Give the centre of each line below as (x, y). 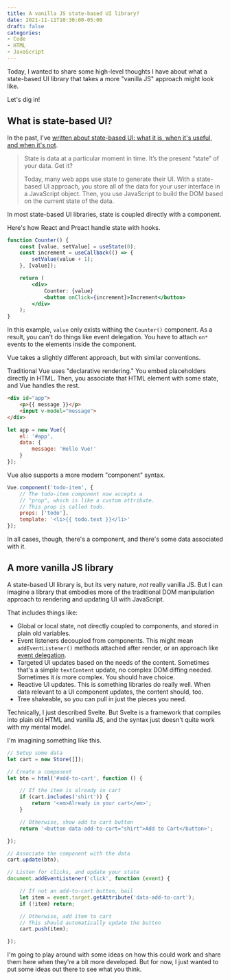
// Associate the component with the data (69, 853)
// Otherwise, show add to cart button (77, 822)
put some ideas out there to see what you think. (74, 969)
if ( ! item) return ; (47, 904)
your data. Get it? (48, 165)
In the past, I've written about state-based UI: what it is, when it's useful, (110, 138)
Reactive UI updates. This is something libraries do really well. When (114, 684)
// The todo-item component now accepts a (81, 494)
